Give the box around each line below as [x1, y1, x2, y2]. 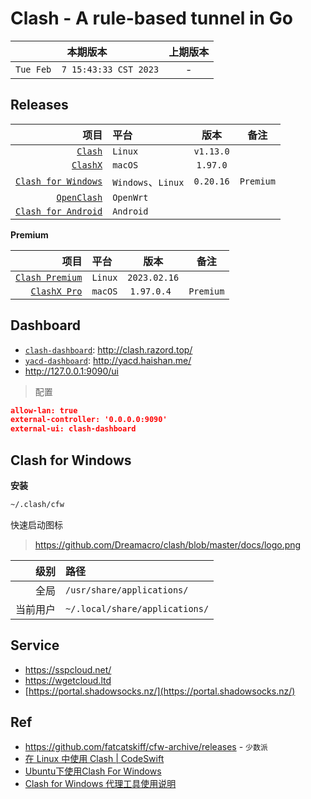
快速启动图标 [10, 518, 63, 531]
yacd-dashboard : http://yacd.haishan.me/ [24, 354, 192, 366]
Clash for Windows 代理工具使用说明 [24, 777, 177, 789]
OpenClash [56, 192, 103, 203]
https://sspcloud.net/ [24, 663, 112, 676]
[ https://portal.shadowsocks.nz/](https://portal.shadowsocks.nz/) [24, 685, 296, 697]
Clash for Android [15, 205, 103, 217]
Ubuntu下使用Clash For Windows [24, 765, 162, 777]
